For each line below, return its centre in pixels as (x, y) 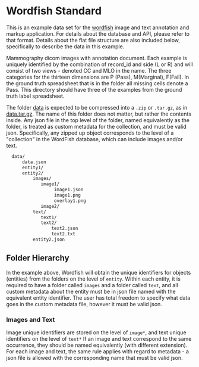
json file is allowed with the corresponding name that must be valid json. (94, 358)
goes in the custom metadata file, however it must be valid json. (84, 304)
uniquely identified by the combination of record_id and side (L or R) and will (99, 64)
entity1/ (33, 167)
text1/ (49, 217)
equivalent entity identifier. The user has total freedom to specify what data (98, 298)
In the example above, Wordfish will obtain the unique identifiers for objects (99, 272)
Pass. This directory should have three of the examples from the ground (94, 89)
